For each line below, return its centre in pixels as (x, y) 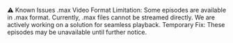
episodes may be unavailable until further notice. (77, 32)
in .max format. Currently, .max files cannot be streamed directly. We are (111, 17)
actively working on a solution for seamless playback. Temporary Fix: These (116, 25)
